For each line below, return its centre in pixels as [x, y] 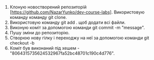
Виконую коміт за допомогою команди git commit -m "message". [77, 28]
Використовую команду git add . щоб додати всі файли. [67, 22]
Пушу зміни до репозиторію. [40, 33]
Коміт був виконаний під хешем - [44, 48]
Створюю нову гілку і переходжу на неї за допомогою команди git [79, 38]
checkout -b [22, 43]
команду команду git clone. [38, 17]
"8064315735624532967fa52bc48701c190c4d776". [62, 53]
